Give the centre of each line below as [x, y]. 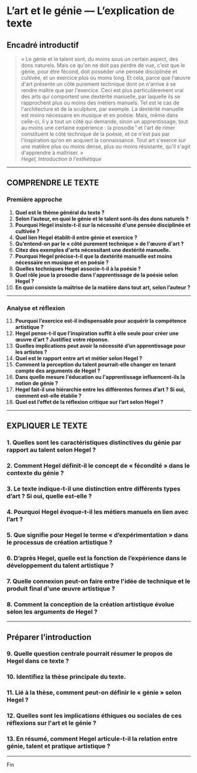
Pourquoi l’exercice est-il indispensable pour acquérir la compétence [101, 321]
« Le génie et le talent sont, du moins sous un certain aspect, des [99, 59]
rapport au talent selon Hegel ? [51, 450]
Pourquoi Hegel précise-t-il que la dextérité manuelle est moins [94, 256]
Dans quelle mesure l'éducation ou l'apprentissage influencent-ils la [100, 377]
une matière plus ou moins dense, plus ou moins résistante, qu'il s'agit [106, 146]
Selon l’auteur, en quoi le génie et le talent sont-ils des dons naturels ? [102, 219]
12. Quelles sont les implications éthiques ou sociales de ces [94, 716]
